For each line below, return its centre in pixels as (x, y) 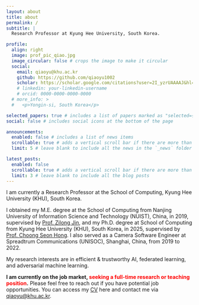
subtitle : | (21, 28)
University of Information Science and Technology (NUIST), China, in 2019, (97, 216)
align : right (28, 50)
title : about (22, 17)
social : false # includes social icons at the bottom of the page (90, 121)
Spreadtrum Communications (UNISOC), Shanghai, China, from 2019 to (93, 242)
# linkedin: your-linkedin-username (62, 89)
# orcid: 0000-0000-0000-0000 (54, 94)
